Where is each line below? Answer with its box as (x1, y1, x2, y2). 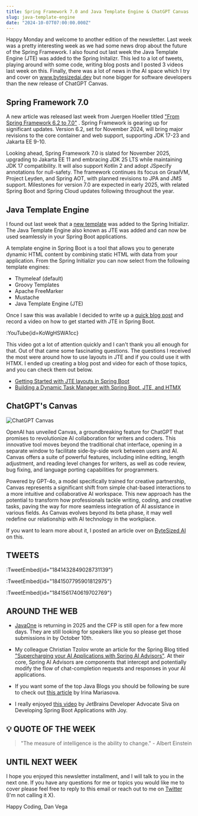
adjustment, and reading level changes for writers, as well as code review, (6, 460, 186, 467)
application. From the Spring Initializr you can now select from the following (6, 257, 190, 264)
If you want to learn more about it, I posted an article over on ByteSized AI (6, 527, 186, 534)
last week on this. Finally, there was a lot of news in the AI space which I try (6, 68, 190, 75)
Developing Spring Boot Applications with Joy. (14, 707, 128, 714)
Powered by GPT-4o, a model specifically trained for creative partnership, (6, 477, 186, 485)
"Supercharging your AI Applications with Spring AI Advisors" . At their (14, 652, 185, 659)
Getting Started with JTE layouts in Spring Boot (14, 378, 130, 384)
